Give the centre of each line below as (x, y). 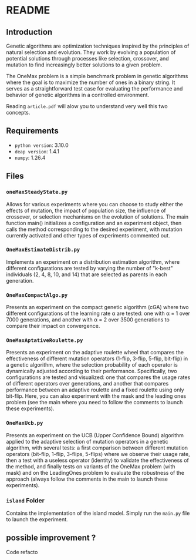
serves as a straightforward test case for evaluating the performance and (94, 88)
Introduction (29, 32)
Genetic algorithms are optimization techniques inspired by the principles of (98, 46)
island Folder (26, 500)
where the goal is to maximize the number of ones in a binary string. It (91, 82)
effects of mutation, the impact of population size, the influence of (86, 210)
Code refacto (22, 552)
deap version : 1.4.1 (37, 151)
